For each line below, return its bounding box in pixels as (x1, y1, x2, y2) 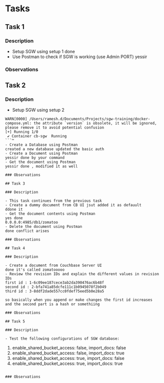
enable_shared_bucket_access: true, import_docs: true (12, 360, 123, 367)
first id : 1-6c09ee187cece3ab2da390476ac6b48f (5, 280, 105, 286)
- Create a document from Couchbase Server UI (5, 263, 102, 268)
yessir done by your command (5, 156, 65, 160)
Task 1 (5, 23, 25, 31)
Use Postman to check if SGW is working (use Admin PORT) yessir (12, 54, 147, 60)
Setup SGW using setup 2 (12, 107, 65, 113)
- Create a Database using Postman (5, 142, 78, 148)
